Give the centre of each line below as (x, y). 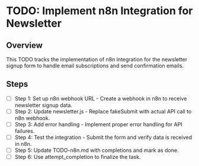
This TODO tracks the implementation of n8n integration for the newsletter (97, 59)
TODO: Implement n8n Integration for (99, 11)
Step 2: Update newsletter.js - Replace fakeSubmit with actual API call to (103, 111)
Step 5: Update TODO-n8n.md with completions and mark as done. (97, 150)
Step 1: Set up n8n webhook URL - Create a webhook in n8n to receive (101, 98)
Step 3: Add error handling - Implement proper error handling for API (98, 124)
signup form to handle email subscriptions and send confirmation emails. (95, 66)
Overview (25, 45)
